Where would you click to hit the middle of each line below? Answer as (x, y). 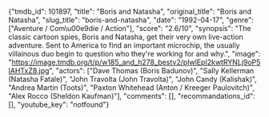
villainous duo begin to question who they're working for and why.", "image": (134, 54)
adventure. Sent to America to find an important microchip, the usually (124, 45)
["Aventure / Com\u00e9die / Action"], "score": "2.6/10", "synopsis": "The (130, 28)
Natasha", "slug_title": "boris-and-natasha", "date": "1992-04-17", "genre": (131, 20)
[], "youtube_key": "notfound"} (59, 104)
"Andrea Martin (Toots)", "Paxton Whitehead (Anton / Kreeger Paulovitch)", (131, 88)
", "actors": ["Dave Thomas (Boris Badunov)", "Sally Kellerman (152, 70)
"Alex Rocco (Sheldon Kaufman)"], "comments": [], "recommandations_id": (132, 96)
